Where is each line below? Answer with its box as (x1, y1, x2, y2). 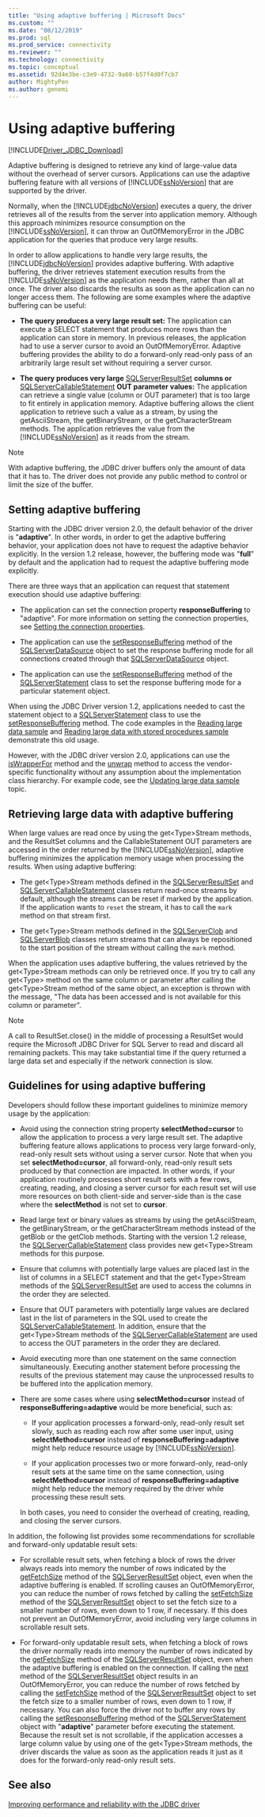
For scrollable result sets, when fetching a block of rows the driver (19, 1555, 236, 1564)
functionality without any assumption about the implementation (36, 767, 241, 777)
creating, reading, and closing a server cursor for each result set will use (19, 1183, 257, 1192)
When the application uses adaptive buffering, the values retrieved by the (8, 958, 248, 967)
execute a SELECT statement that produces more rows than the (19, 325, 227, 334)
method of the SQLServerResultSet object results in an (19, 1671, 199, 1681)
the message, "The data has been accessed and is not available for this (8, 991, 241, 1002)
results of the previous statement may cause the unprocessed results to (19, 1370, 255, 1380)
